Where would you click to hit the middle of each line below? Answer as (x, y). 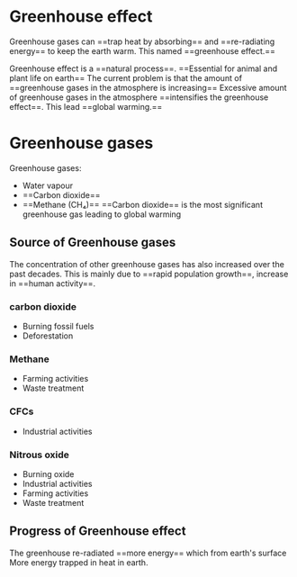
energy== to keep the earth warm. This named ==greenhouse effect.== (143, 50)
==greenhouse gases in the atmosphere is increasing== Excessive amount (148, 87)
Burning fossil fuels (58, 326)
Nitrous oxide (40, 455)
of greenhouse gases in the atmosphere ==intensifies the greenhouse (139, 97)
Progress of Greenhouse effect (98, 532)
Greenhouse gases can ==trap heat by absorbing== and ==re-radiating (142, 41)
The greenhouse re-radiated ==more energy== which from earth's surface (148, 553)
